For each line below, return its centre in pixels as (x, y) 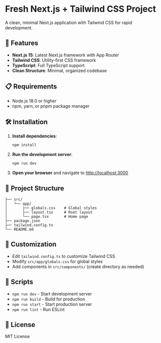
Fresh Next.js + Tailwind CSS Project (80, 9)
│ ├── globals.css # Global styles (51, 208)
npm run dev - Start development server (52, 294)
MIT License (18, 337)
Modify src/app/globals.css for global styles (57, 261)
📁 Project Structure (35, 188)
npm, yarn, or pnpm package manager (51, 106)
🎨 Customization (31, 244)
